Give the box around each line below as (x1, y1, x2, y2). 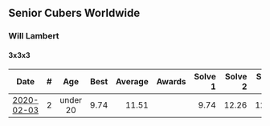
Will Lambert (8, 30, 59, 42)
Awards (156, 75, 186, 87)
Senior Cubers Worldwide (8, 6, 141, 20)
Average (115, 75, 149, 87)
